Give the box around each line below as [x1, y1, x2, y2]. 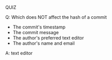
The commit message [12, 29, 59, 35]
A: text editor [5, 50, 33, 56]
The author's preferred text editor [12, 35, 84, 41]
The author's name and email [12, 40, 75, 46]
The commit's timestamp [12, 24, 66, 30]
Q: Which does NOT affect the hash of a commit [5, 14, 107, 20]
